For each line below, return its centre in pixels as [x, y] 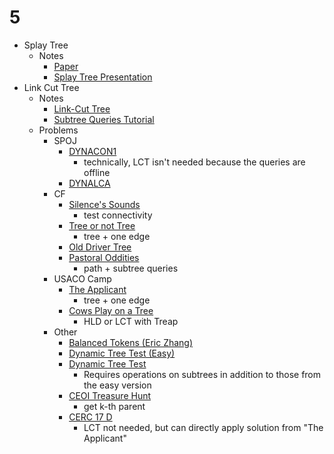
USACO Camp [82, 278]
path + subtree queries [131, 268]
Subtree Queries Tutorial [104, 119]
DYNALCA [89, 183]
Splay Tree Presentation [103, 77]
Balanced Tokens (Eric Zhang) [131, 342]
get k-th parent [114, 406]
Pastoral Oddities [104, 257]
